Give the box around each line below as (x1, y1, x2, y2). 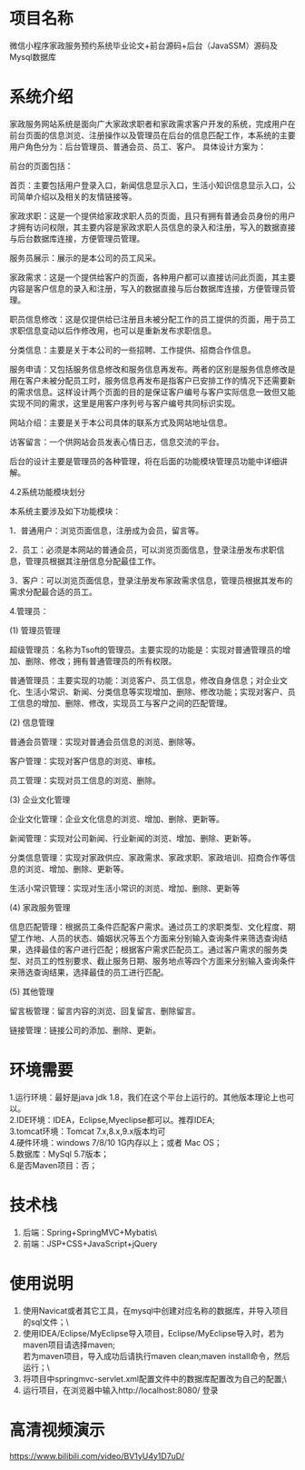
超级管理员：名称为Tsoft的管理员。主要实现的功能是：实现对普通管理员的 (9, 644, 283, 655)
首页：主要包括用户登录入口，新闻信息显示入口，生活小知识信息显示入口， (9, 179, 288, 191)
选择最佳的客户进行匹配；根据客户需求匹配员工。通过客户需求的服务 (25, 944, 280, 955)
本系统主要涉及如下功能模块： (9, 505, 121, 516)
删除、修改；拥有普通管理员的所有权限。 (25, 655, 177, 666)
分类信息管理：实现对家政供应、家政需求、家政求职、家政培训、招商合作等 (9, 851, 288, 863)
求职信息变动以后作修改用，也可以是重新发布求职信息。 (9, 324, 216, 336)
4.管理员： (9, 605, 49, 616)
